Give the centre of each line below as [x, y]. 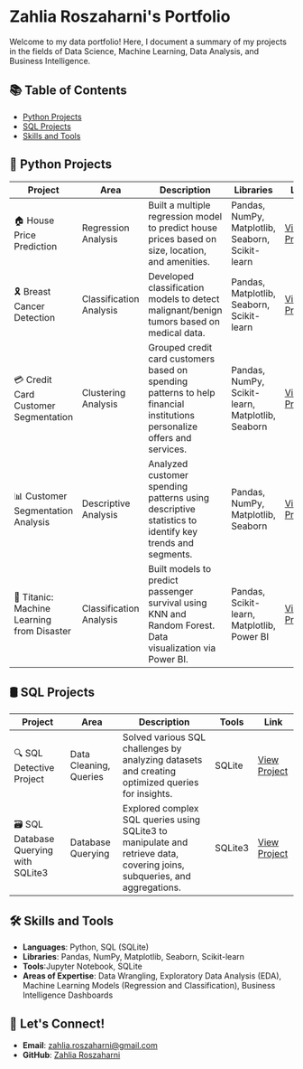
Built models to [180, 568]
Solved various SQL [164, 737]
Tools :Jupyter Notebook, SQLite [82, 966]
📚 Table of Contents [69, 91]
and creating [149, 772]
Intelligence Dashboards [68, 995]
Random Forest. [182, 625]
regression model [185, 216]
